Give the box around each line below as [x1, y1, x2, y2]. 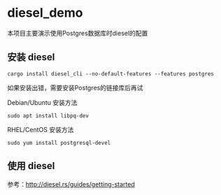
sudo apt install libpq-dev [7, 112, 90, 120]
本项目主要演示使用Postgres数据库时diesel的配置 [7, 29, 148, 37]
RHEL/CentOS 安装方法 [7, 125, 74, 133]
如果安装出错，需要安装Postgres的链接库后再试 [7, 83, 143, 92]
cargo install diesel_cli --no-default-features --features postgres [7, 70, 215, 78]
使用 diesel [7, 160, 55, 172]
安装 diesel [7, 51, 55, 64]
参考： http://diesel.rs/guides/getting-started [7, 180, 135, 188]
